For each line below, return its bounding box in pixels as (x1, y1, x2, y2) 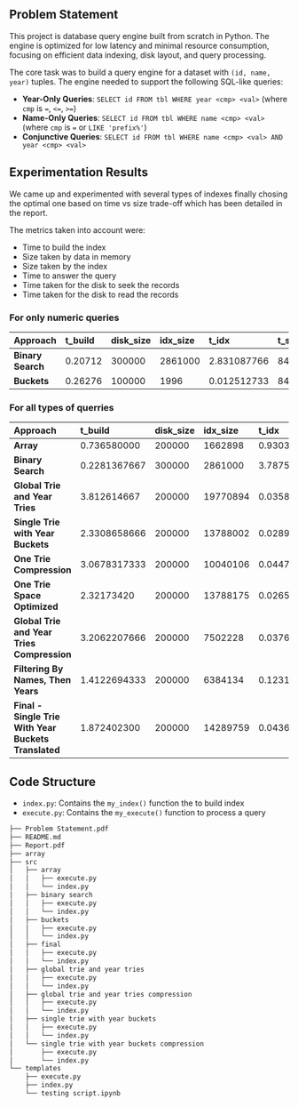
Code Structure (9, 774, 96, 790)
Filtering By (13, 662, 64, 675)
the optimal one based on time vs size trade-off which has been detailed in (9, 197, 283, 208)
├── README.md (9, 832, 62, 841)
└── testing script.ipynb (25, 1089, 122, 1098)
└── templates (9, 1064, 62, 1073)
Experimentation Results (9, 164, 149, 180)
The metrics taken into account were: (9, 224, 146, 235)
